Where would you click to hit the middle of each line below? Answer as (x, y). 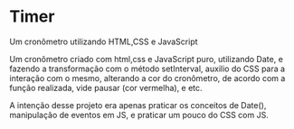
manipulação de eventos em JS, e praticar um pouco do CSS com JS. (139, 115)
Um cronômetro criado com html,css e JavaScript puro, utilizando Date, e (146, 59)
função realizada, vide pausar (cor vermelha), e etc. (106, 88)
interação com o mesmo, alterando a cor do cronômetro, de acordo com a (147, 78)
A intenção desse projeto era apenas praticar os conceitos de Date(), (138, 105)
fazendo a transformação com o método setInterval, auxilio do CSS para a (147, 69)
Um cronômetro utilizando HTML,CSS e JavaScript (104, 41)
